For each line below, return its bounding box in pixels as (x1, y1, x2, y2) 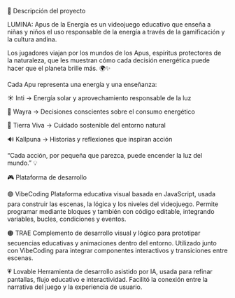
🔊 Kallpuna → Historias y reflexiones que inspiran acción (7, 135, 173, 143)
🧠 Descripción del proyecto (7, 7, 86, 15)
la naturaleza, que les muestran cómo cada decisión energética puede (7, 56, 210, 65)
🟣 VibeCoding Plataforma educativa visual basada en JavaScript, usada (7, 190, 215, 198)
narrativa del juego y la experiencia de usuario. (7, 283, 143, 291)
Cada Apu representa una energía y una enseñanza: (7, 81, 157, 88)
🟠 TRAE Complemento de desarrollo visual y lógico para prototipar (7, 229, 201, 237)
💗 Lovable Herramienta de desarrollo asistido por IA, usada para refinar (7, 267, 213, 276)
